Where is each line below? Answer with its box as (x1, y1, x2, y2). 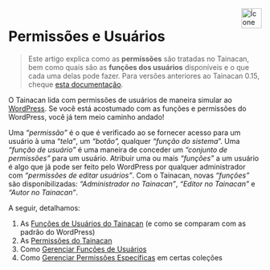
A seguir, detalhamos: (8, 202, 80, 212)
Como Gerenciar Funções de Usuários (19, 244, 147, 254)
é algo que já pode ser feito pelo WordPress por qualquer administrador (8, 162, 246, 171)
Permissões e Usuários (8, 27, 166, 46)
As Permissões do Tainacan (19, 235, 112, 245)
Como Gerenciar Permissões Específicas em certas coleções (19, 252, 223, 262)
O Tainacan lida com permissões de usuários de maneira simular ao (8, 95, 233, 104)
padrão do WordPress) (19, 227, 96, 236)
